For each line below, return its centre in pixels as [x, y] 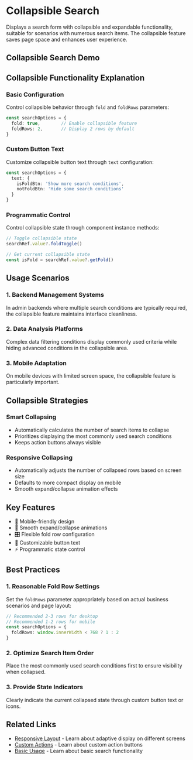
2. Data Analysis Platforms [44, 329]
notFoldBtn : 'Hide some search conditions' [70, 189]
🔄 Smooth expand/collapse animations [61, 528]
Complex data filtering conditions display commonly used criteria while [92, 341]
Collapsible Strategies [47, 400]
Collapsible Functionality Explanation [75, 78]
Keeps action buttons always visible [58, 442]
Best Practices [33, 570]
